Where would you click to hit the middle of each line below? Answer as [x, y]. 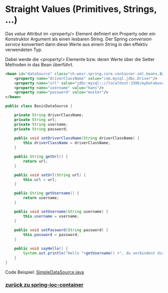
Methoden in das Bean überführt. [39, 64]
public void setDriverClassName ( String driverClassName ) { [77, 138]
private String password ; [41, 129]
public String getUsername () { [47, 193]
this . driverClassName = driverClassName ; [67, 143]
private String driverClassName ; [49, 115]
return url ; [36, 161]
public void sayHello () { [41, 248]
